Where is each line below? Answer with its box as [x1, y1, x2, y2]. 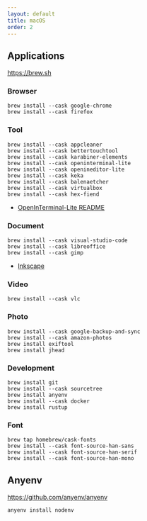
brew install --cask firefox [7, 108, 93, 116]
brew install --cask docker [7, 398, 90, 405]
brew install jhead [7, 347, 65, 354]
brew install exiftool [7, 340, 74, 347]
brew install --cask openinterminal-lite [7, 159, 131, 167]
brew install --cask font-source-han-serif [7, 449, 138, 456]
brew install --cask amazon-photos [7, 334, 112, 341]
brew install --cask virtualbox [7, 184, 102, 191]
